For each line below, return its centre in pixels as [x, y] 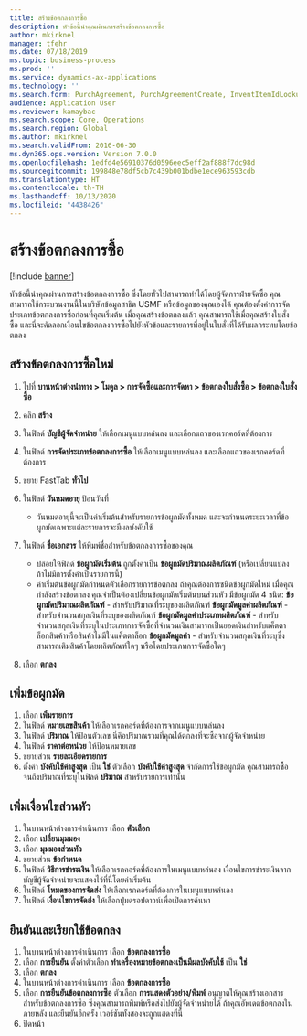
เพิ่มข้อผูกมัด [37, 694]
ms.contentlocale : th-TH [57, 188]
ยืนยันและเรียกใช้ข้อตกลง [65, 929]
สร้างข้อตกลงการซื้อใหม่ [62, 364]
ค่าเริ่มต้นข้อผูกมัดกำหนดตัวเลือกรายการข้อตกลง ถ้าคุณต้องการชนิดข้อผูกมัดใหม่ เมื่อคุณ [165, 584]
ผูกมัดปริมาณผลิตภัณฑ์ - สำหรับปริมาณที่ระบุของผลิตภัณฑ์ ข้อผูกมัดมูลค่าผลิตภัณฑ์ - [162, 604]
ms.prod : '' [32, 69]
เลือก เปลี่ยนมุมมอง [51, 838]
